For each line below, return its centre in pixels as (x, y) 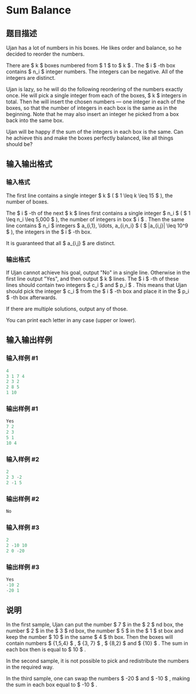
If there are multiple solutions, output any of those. (67, 309)
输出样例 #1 (22, 408)
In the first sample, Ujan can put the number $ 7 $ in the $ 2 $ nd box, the (95, 625)
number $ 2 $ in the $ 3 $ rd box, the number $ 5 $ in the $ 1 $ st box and (95, 631)
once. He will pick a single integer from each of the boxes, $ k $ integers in (97, 95)
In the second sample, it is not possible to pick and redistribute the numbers (97, 661)
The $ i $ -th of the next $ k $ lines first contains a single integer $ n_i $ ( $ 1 (98, 213)
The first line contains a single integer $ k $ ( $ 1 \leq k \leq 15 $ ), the (90, 195)
